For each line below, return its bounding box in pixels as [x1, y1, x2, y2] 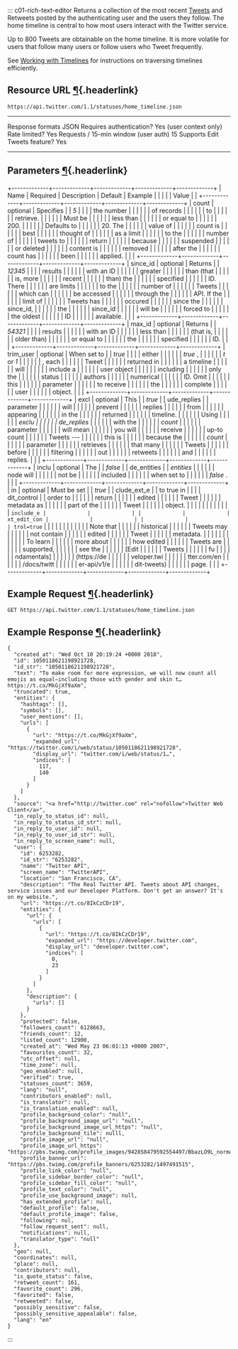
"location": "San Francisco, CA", [20, 875, 122, 882]
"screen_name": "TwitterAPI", [20, 869, 110, 876]
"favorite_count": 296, [13, 1286, 84, 1293]
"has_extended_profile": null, [20, 1198, 113, 1205]
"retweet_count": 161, [13, 1279, 81, 1286]
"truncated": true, [13, 689, 72, 696]
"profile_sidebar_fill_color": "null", [20, 1180, 138, 1187]
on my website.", [7, 893, 59, 901]
